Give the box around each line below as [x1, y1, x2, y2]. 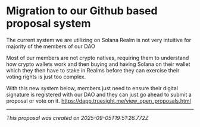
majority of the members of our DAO [6, 43, 95, 50]
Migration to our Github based [6, 4, 158, 18]
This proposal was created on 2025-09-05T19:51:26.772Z [6, 114, 149, 121]
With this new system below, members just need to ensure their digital [6, 84, 179, 91]
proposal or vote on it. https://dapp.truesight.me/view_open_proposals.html [6, 97, 192, 104]
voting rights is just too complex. [6, 73, 86, 80]
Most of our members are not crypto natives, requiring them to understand [6, 54, 189, 61]
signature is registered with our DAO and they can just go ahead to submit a [6, 91, 192, 98]
